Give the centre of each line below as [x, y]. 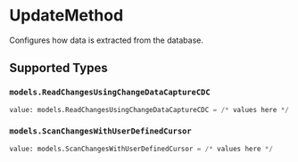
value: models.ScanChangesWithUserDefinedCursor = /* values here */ [141, 149]
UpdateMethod [66, 16]
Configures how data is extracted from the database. [106, 40]
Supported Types [59, 68]
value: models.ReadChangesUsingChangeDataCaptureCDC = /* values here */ [149, 109]
